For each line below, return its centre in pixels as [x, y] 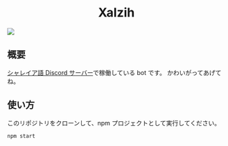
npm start [21, 136]
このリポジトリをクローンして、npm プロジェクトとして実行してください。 [114, 123]
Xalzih [116, 13]
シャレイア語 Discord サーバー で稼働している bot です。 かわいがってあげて [114, 72]
